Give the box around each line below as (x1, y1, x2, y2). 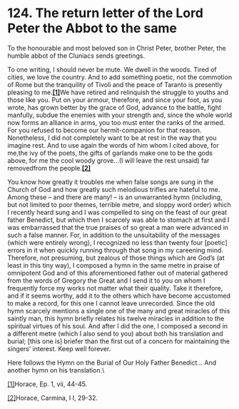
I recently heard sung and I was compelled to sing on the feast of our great (7, 208, 227, 216)
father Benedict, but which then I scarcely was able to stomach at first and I (7, 216, 230, 224)
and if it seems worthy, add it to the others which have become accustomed (7, 291, 230, 300)
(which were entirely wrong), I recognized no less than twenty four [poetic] (7, 238, 228, 247)
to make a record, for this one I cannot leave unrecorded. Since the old (7, 298, 215, 308)
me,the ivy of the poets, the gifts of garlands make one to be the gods (7, 148, 213, 157)
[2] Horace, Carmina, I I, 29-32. (7, 393, 98, 402)
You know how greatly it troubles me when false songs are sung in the (7, 177, 214, 186)
